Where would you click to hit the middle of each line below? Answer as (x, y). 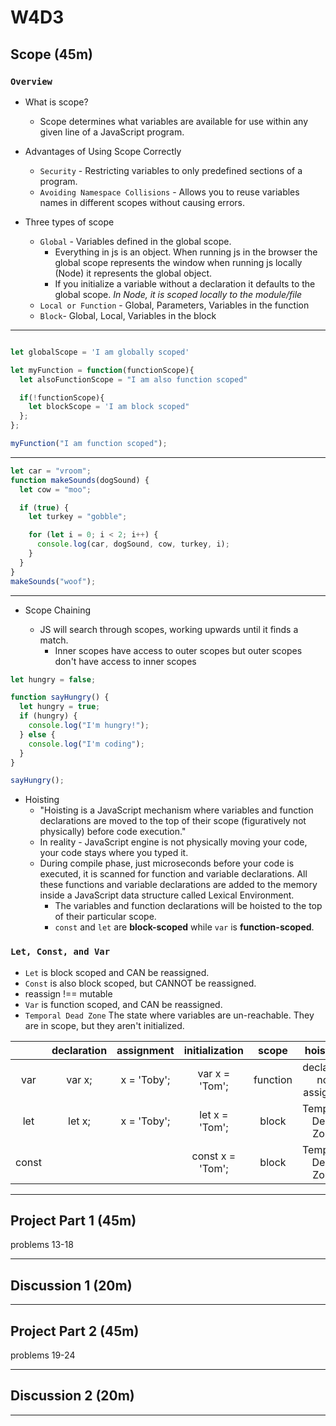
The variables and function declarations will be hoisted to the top (188, 906)
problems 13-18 (42, 1245)
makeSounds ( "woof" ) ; (53, 581)
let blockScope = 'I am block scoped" (109, 407)
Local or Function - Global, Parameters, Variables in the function (174, 305)
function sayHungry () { (60, 697)
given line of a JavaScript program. (112, 132)
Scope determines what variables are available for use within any (174, 121)
